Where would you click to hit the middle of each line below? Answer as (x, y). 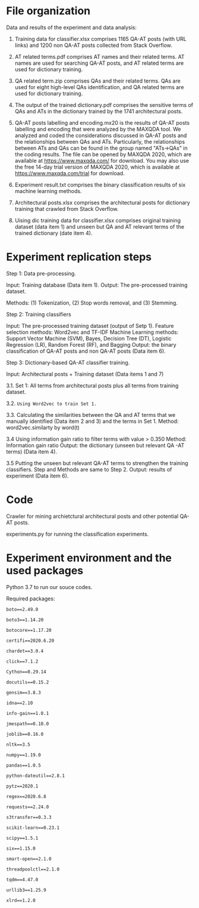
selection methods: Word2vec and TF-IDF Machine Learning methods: (92, 332)
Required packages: (31, 599)
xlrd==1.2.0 (21, 900)
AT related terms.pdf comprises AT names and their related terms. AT (100, 56)
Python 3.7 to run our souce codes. (49, 587)
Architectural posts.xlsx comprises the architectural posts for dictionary (102, 203)
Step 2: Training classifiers (39, 314)
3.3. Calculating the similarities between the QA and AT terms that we (91, 415)
